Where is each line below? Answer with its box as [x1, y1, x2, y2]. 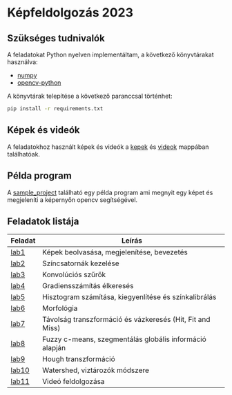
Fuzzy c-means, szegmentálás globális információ [42, 334, 206, 344]
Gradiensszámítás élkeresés [42, 281, 134, 291]
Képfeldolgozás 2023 [7, 5, 133, 21]
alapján [42, 343, 66, 353]
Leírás [121, 236, 143, 245]
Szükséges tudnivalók [7, 32, 105, 44]
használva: [7, 58, 38, 66]
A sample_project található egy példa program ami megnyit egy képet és [7, 188, 213, 196]
